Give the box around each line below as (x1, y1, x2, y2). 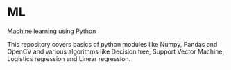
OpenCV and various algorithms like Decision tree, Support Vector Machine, (7, 47, 224, 56)
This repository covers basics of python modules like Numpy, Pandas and (7, 40, 218, 48)
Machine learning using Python (7, 27, 96, 35)
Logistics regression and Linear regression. (7, 54, 131, 62)
